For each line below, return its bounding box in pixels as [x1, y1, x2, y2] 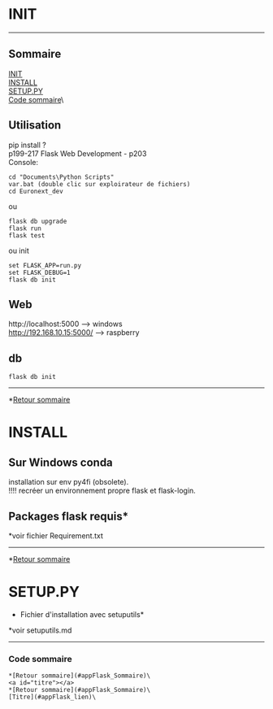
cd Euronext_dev [8, 187, 63, 195]
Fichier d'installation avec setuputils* [19, 609, 145, 619]
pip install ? [8, 140, 46, 150]
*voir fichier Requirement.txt [8, 531, 104, 541]
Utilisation [8, 119, 62, 133]
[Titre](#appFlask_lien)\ [8, 693, 96, 702]
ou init [8, 246, 30, 255]
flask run [8, 224, 42, 233]
